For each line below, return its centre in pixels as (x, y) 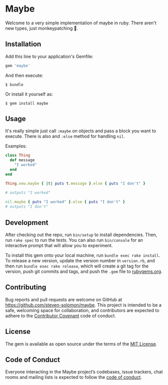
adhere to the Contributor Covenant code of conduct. (61, 316)
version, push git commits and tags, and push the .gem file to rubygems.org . (84, 271)
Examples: (16, 146)
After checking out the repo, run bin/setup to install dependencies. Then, (81, 235)
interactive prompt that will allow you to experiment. (59, 245)
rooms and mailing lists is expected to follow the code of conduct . (74, 377)
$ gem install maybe (27, 103)
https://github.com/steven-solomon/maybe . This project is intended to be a (83, 305)
